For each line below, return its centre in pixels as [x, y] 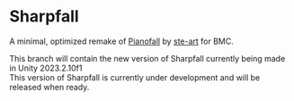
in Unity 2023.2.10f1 [46, 68]
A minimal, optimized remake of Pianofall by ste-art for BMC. [121, 41]
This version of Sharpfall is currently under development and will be [135, 77]
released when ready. [49, 87]
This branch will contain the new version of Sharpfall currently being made [147, 58]
